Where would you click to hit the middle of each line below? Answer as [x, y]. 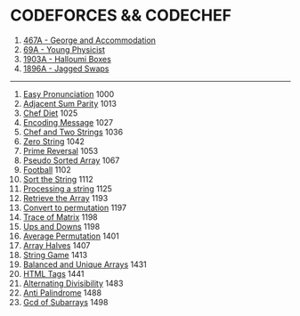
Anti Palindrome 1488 [62, 292]
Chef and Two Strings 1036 [73, 132]
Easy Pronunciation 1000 [69, 93]
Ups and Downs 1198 [61, 226]
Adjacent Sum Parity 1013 [69, 103]
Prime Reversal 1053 [61, 150]
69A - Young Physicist [64, 49]
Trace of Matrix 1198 [60, 217]
